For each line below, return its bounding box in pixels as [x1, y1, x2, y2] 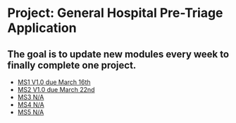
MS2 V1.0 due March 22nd [17, 86, 95, 93]
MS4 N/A [17, 100, 44, 109]
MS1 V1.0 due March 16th [17, 78, 91, 86]
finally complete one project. [7, 59, 137, 71]
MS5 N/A [17, 108, 44, 116]
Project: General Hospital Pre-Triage [7, 5, 223, 21]
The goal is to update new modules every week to [7, 48, 230, 60]
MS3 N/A [17, 93, 44, 101]
